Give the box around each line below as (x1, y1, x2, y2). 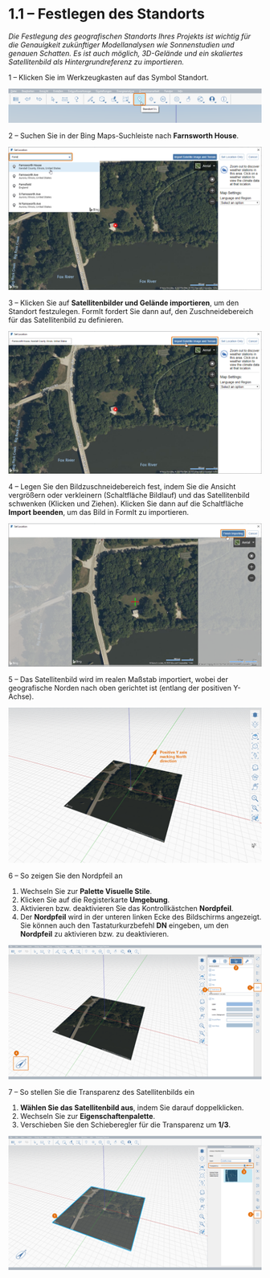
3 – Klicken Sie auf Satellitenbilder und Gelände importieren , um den (8, 298, 239, 308)
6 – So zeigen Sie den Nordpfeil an (8, 871, 123, 880)
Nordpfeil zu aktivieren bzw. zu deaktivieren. (19, 929, 170, 939)
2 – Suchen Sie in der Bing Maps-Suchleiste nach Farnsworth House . (8, 130, 239, 141)
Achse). (8, 692, 35, 701)
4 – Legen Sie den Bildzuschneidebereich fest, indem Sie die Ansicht (8, 482, 236, 492)
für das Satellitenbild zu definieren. (8, 315, 125, 325)
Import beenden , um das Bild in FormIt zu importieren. (8, 508, 189, 517)
